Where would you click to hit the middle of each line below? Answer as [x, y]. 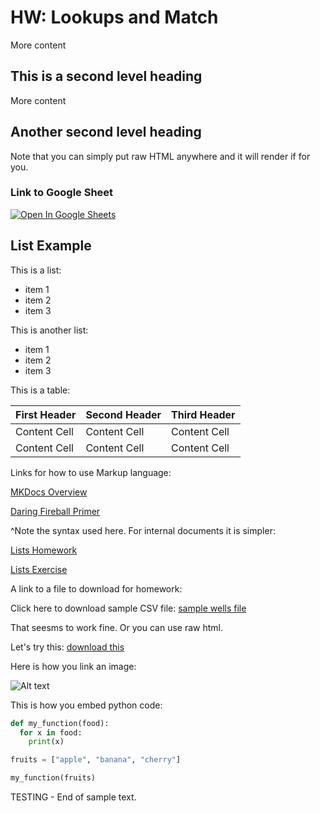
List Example [51, 246]
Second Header [123, 414]
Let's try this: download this [67, 647]
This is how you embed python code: [86, 705]
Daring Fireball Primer [55, 511]
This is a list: [36, 270]
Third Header [203, 414]
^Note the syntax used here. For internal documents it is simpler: [143, 530]
